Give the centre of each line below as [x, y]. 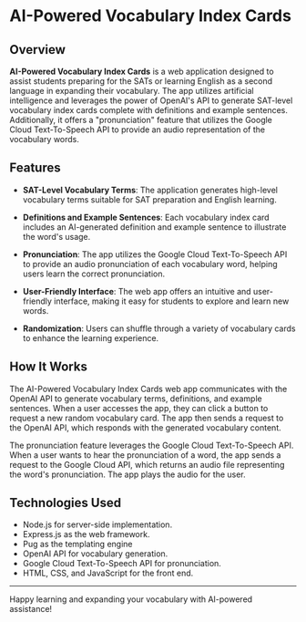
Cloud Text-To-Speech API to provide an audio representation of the [138, 130]
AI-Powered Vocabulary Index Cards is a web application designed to [142, 71]
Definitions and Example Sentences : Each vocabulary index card [146, 217]
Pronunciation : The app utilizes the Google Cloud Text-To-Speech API [155, 254]
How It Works [49, 367]
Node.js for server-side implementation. [97, 524]
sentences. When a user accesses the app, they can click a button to [139, 408]
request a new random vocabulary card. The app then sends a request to [147, 418]
